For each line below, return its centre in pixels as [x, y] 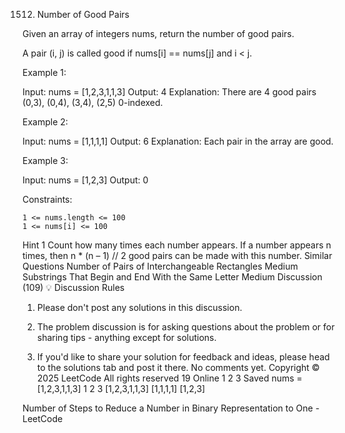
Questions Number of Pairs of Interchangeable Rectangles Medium [160, 266]
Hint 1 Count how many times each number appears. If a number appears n [177, 245]
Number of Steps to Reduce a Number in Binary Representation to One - [171, 408]
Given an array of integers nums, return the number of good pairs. [158, 33]
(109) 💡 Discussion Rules [73, 287]
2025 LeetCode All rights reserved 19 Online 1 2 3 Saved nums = [169, 378]
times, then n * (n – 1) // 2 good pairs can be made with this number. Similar [177, 255]
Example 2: [45, 122]
